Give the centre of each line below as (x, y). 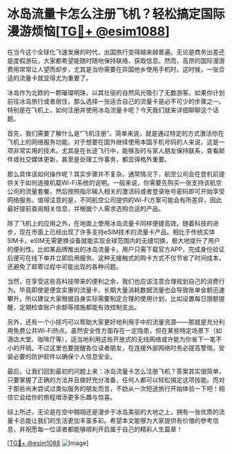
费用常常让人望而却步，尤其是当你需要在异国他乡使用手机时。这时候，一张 (113, 69)
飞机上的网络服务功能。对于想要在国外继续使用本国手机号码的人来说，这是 (113, 142)
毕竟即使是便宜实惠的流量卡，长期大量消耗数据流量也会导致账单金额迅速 (122, 290)
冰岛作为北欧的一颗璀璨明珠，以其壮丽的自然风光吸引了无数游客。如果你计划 (116, 92)
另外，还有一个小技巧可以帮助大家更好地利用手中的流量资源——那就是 (107, 322)
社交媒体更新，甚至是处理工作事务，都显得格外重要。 (95, 159)
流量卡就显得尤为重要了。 (55, 78)
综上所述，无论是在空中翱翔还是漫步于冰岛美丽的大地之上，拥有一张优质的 (113, 412)
